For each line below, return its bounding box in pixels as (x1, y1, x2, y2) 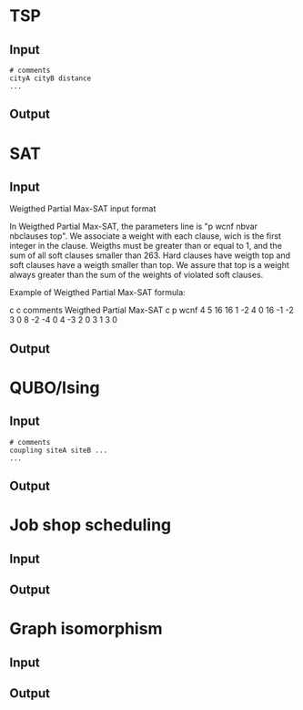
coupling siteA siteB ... (9, 446, 107, 455)
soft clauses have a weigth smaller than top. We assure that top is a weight (9, 260, 289, 271)
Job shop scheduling (9, 515, 172, 536)
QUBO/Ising (9, 377, 100, 397)
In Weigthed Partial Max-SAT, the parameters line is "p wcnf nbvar (9, 221, 258, 232)
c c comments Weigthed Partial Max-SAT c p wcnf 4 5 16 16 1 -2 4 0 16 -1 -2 (9, 304, 294, 315)
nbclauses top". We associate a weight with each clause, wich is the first (9, 231, 282, 242)
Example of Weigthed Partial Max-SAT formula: (9, 287, 187, 298)
